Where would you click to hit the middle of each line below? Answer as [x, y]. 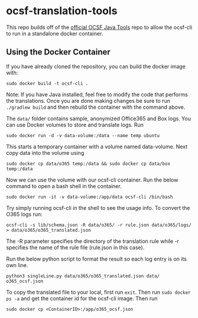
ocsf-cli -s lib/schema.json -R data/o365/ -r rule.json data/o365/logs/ [99, 225]
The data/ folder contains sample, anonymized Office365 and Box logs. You [98, 118]
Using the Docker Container [58, 52]
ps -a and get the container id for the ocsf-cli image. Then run [82, 298]
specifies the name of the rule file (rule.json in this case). [75, 247]
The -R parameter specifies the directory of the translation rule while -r [92, 241]
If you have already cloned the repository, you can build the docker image [96, 66]
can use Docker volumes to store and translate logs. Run [75, 125]
